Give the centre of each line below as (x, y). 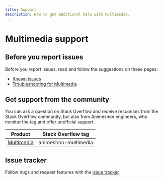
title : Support (21, 10)
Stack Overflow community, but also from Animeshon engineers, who (76, 117)
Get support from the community (57, 99)
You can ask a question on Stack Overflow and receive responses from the (82, 112)
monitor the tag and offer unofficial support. (50, 122)
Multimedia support (47, 39)
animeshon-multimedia (66, 143)
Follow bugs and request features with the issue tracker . (63, 172)
